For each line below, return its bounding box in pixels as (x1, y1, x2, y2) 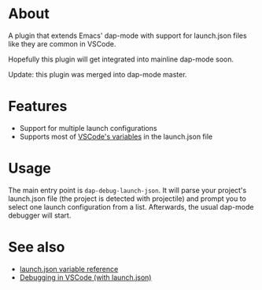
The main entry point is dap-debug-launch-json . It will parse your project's (8, 185, 247, 195)
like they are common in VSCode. (8, 39, 116, 48)
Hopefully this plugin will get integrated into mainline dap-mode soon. (8, 54, 234, 64)
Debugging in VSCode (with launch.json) (19, 273, 152, 282)
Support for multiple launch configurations (19, 123, 157, 132)
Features (8, 98, 68, 115)
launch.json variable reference (19, 264, 119, 273)
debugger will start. (8, 210, 72, 220)
